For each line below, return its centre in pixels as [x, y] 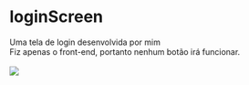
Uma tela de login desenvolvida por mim [85, 42]
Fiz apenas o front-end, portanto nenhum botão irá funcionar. [125, 51]
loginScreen [56, 17]
